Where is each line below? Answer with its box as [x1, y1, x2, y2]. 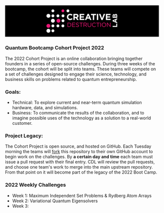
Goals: [5, 88, 21, 95]
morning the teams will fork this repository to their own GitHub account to [5, 149, 153, 155]
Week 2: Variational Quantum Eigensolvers [12, 198, 98, 204]
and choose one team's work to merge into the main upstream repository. [5, 164, 153, 170]
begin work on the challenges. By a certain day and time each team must [5, 154, 153, 160]
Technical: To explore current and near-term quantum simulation [12, 99, 142, 105]
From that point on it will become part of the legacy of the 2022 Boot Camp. [5, 169, 158, 175]
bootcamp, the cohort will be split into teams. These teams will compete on [5, 66, 156, 72]
